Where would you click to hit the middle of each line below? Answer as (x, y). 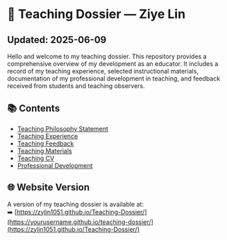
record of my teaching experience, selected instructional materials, (103, 71)
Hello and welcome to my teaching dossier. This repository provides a (107, 56)
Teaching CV (36, 158)
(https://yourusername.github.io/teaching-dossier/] (81, 222)
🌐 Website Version (49, 188)
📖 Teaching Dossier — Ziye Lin (96, 14)
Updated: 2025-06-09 (57, 40)
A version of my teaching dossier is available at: (76, 204)
